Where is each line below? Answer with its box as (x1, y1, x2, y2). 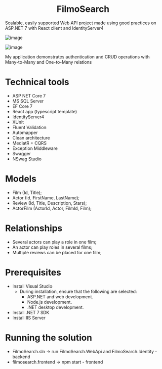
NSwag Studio (12, 156, 42, 162)
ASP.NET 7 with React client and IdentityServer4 (5, 25, 104, 31)
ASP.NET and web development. (27, 293, 93, 300)
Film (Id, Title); (12, 189, 42, 195)
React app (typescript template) (12, 108, 78, 114)
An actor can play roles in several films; (12, 244, 93, 250)
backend (12, 354, 31, 360)
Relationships (5, 223, 63, 233)
